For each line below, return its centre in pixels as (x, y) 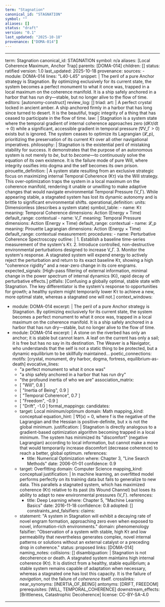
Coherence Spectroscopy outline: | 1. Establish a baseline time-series (75, 239)
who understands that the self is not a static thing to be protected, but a (85, 348)
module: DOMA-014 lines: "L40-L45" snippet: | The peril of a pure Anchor (80, 76)
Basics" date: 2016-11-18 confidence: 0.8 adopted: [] (80, 505)
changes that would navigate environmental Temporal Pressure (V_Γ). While (82, 192)
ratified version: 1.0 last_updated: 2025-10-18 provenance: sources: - (75, 71)
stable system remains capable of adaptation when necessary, (83, 568)
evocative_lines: (43, 364)
